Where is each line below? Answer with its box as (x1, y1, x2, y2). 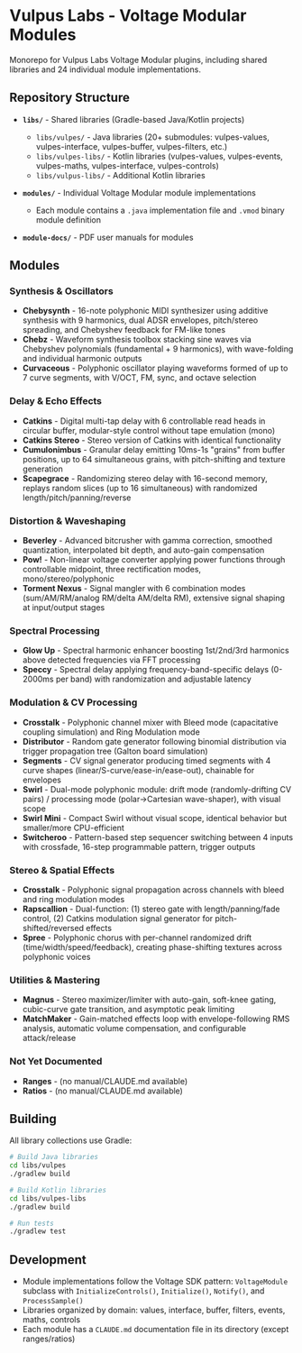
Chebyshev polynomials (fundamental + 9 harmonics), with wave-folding (22, 343, 294, 354)
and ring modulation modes (22, 893, 125, 904)
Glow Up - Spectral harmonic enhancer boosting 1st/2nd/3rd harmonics (22, 645, 290, 656)
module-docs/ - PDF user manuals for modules (22, 232, 194, 242)
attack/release (22, 1033, 77, 1044)
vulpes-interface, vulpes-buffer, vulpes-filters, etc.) (35, 141, 228, 151)
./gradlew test (9, 1227, 67, 1236)
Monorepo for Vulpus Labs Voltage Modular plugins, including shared (9, 54, 268, 65)
